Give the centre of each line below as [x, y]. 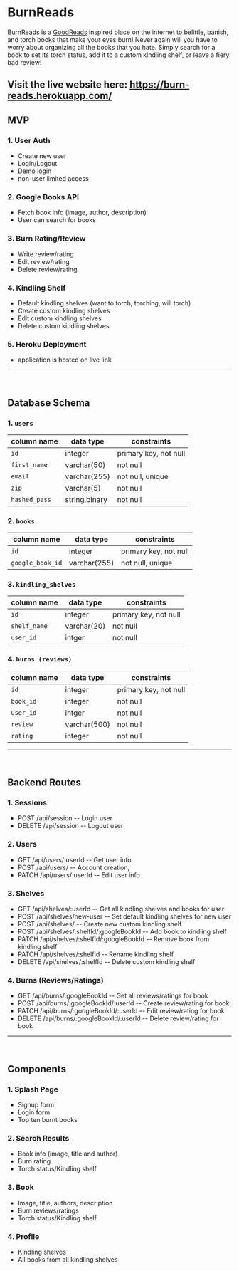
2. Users [22, 844]
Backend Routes [44, 783]
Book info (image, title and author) [68, 1154]
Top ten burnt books [48, 1120]
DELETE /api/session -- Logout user [70, 826]
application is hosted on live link [64, 360]
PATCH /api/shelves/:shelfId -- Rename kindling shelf [96, 954]
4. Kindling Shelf [37, 288]
